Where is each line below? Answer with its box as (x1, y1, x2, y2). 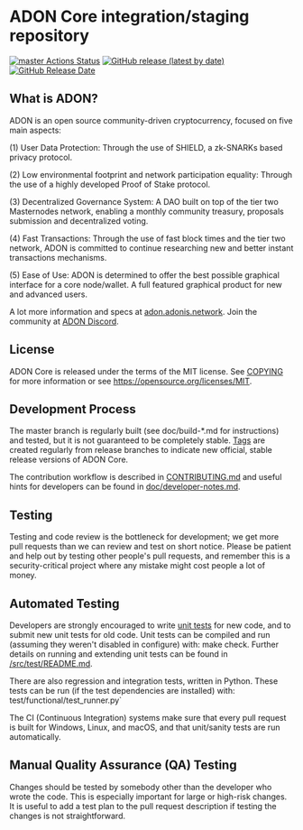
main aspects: (9, 124, 61, 135)
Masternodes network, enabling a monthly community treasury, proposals (9, 206, 284, 217)
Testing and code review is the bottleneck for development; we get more (9, 531, 280, 542)
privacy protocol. (9, 152, 73, 162)
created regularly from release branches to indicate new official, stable (9, 445, 272, 456)
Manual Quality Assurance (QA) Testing (9, 758, 237, 773)
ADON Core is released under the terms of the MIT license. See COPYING (9, 365, 284, 376)
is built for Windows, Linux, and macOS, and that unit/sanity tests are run (9, 722, 280, 733)
